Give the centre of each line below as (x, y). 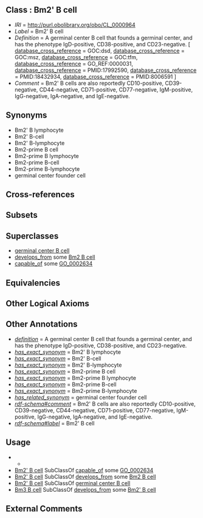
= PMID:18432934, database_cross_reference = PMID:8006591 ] (95, 76)
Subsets (22, 215)
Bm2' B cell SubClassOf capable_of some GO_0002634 (84, 470)
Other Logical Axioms (47, 304)
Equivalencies (33, 283)
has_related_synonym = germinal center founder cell (81, 397)
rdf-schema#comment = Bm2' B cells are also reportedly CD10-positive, (105, 404)
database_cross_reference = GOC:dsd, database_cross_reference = (99, 51)
